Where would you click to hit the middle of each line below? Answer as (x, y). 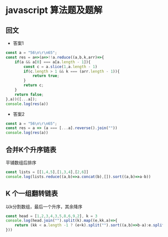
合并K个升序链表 (31, 150)
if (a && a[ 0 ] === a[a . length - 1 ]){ (53, 62)
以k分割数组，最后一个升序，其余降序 (44, 206)
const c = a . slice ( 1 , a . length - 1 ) (61, 66)
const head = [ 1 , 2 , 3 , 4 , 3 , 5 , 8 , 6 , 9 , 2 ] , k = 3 (52, 216)
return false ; (29, 94)
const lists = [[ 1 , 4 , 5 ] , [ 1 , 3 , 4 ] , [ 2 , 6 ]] (47, 172)
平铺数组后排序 (21, 162)
